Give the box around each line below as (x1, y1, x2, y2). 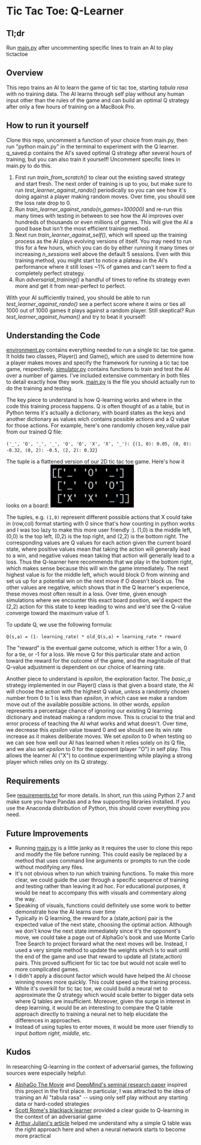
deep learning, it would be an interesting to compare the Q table (14, 1004, 173, 1011)
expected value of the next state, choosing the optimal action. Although (14, 921, 192, 929)
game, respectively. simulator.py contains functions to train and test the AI (6, 366, 190, 373)
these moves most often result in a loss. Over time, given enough (6, 591, 167, 598)
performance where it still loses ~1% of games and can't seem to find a (14, 263, 191, 270)
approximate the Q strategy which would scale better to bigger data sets (14, 991, 194, 999)
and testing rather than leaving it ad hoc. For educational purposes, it (14, 883, 186, 890)
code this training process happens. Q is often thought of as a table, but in (6, 403, 190, 410)
